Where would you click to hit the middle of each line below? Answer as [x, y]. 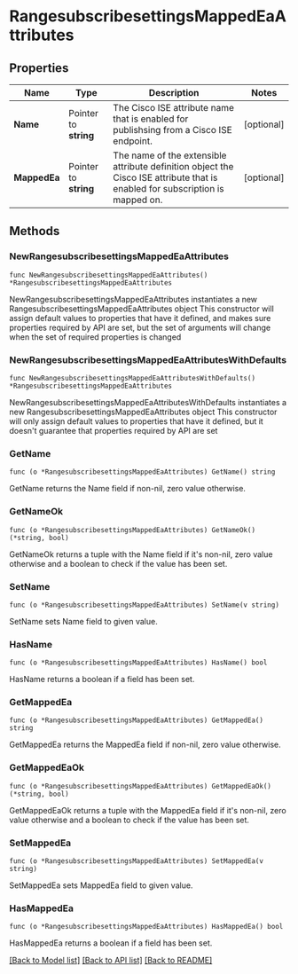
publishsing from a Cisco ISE [173, 130]
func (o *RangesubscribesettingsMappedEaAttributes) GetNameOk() [132, 530]
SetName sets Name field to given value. [83, 621]
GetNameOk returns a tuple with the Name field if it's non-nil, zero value [141, 554]
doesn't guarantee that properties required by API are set [114, 430]
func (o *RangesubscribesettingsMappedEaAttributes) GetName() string [142, 472]
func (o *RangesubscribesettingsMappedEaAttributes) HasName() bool [138, 663]
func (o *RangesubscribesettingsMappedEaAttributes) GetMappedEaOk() [141, 786]
